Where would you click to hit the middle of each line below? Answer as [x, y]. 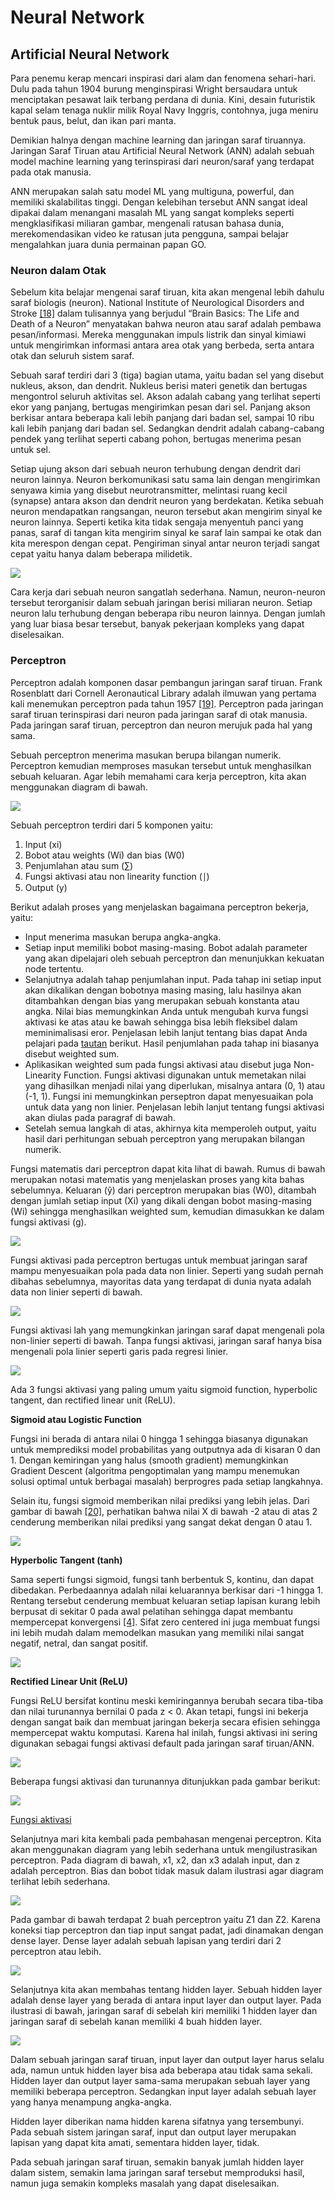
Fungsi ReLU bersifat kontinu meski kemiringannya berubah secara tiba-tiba [167, 1700]
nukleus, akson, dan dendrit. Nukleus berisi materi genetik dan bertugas [159, 386]
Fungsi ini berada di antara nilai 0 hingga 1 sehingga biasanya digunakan [159, 1438]
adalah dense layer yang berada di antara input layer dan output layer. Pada [166, 2000]
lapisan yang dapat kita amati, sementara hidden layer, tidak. [135, 2142]
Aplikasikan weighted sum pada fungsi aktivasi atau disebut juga [158, 1064]
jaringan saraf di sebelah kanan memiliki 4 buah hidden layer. [136, 2021]
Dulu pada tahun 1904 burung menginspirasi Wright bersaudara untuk [154, 89]
